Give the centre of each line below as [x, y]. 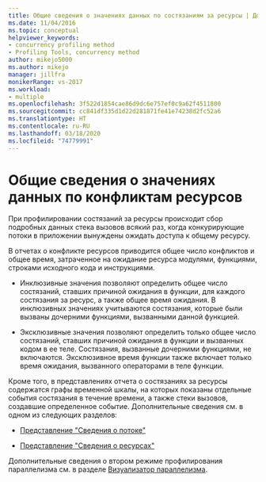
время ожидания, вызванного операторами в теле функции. [122, 366]
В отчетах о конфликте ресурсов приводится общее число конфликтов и [131, 251]
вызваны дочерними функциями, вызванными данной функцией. [129, 317]
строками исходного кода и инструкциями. [82, 268]
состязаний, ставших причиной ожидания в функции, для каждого [132, 292]
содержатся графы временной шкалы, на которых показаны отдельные [130, 390]
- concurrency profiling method [61, 45]
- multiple [26, 97]
